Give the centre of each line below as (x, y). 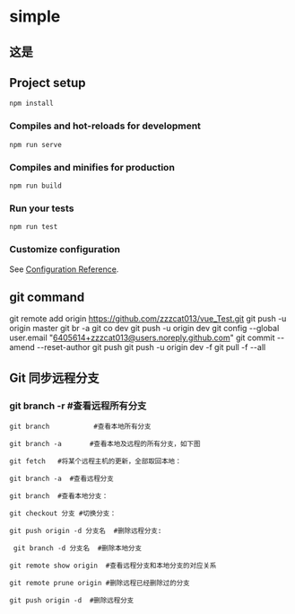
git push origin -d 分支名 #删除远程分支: (86, 531)
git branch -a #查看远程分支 (61, 479)
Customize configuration (65, 250)
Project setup (48, 83)
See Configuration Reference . (64, 269)
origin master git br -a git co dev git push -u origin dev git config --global (144, 329)
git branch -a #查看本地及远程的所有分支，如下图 (105, 444)
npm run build (36, 186)
